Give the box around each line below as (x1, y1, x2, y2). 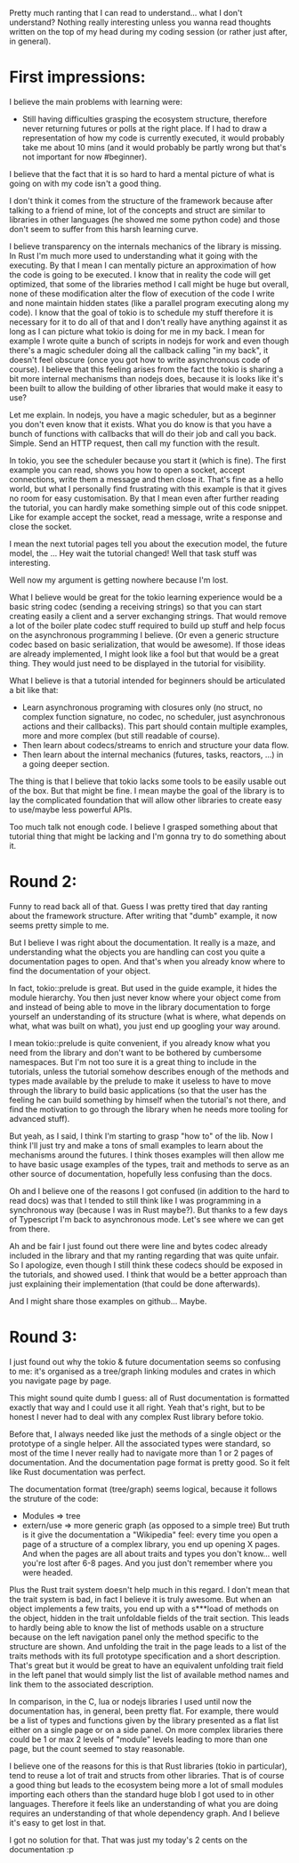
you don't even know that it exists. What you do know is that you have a (9, 418, 272, 430)
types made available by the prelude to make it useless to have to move (9, 1076, 271, 1086)
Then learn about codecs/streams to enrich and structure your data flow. (21, 739, 289, 750)
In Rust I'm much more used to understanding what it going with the (9, 250, 258, 261)
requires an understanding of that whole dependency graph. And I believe (9, 1808, 280, 1819)
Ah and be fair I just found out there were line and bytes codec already (9, 1240, 269, 1251)
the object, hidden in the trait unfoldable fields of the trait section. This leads (9, 1612, 289, 1623)
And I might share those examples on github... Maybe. (9, 1295, 207, 1306)
